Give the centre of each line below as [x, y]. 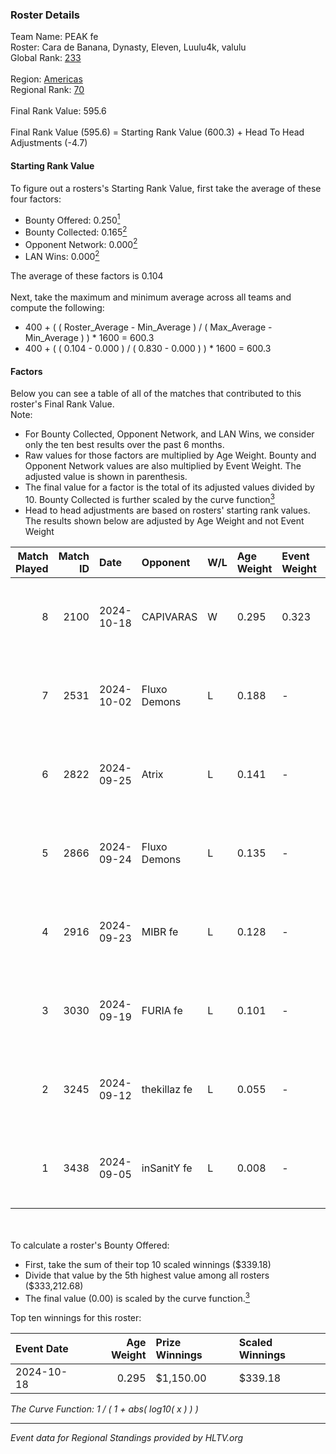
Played [32, 568]
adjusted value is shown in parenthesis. [106, 477]
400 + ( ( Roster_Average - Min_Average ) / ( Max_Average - [148, 327]
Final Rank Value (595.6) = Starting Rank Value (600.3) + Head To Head [157, 132]
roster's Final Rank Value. [62, 404]
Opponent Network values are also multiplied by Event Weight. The [163, 466]
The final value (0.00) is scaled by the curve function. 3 [137, 1297]
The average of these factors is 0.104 [87, 276]
